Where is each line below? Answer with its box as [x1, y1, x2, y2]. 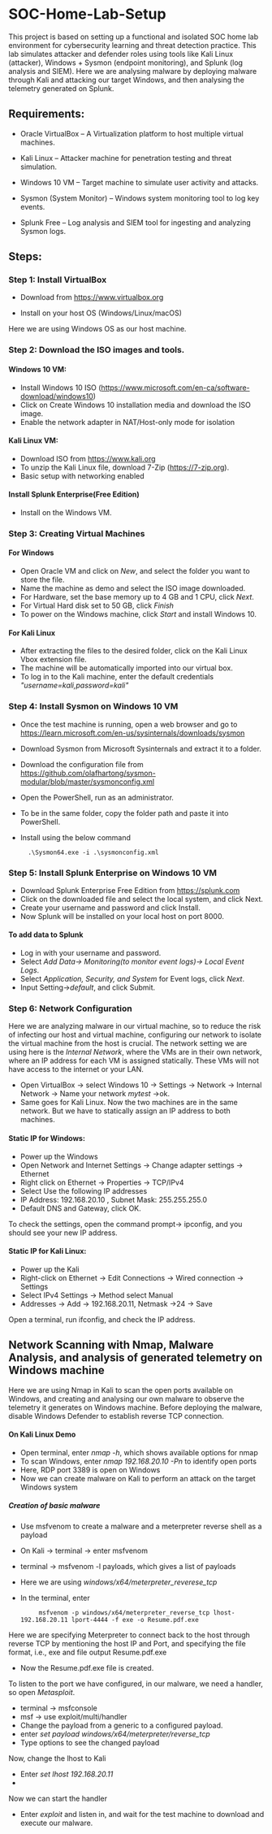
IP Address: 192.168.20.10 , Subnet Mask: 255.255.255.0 [19, 1194, 208, 1204]
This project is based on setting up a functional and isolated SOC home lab [8, 32, 258, 41]
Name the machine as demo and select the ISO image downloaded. [19, 583, 246, 593]
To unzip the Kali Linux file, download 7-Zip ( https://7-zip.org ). [19, 462, 230, 472]
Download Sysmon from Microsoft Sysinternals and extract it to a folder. [19, 744, 262, 753]
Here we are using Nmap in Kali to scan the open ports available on [8, 1385, 234, 1394]
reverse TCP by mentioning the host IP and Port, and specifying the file [8, 1638, 246, 1648]
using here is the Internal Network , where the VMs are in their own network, [8, 1047, 262, 1057]
